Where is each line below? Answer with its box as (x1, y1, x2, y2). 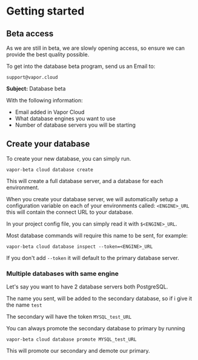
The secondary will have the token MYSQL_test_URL (6, 313, 132, 321)
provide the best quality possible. (6, 51, 90, 58)
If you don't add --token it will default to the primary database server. (6, 254, 180, 261)
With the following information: (6, 97, 83, 104)
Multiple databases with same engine (6, 269, 119, 278)
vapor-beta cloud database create (6, 167, 94, 173)
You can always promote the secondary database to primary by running (6, 325, 185, 332)
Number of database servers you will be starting (15, 121, 136, 128)
